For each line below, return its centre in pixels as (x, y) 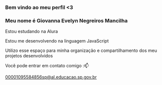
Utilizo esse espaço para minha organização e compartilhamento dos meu (81, 50)
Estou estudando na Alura (32, 32)
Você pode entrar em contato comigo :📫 (47, 66)
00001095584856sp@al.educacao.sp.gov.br (51, 77)
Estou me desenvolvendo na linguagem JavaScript (57, 41)
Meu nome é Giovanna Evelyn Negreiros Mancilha (66, 20)
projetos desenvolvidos (29, 56)
